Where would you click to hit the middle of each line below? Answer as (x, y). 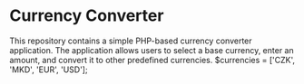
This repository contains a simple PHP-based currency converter (131, 41)
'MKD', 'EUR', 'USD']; (49, 70)
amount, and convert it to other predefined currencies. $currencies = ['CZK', (152, 60)
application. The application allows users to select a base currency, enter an (152, 50)
